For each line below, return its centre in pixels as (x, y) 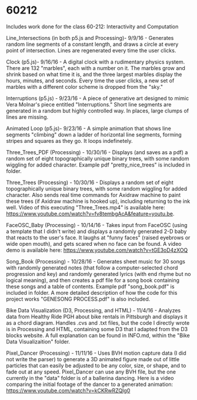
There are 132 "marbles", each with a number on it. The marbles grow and (96, 68)
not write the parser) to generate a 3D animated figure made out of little (93, 359)
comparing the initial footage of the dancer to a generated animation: (90, 384)
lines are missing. (27, 117)
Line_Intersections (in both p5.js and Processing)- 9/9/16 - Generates (90, 38)
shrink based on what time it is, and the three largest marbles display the (94, 74)
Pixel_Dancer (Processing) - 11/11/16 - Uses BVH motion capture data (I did (96, 353)
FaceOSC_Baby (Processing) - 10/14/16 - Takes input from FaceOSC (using (97, 225)
